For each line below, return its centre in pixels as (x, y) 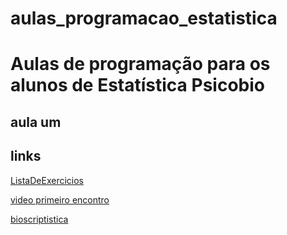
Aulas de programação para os (140, 64)
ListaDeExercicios (47, 180)
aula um (36, 122)
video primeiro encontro (60, 199)
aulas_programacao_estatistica (144, 18)
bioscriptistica (39, 219)
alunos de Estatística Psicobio (137, 85)
